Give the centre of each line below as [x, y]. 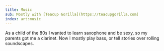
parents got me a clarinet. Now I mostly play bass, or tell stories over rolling [82, 38]
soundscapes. [20, 44]
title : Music [19, 10]
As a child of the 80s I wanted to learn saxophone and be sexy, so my [76, 33]
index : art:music [23, 19]
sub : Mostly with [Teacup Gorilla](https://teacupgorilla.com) [72, 14]
